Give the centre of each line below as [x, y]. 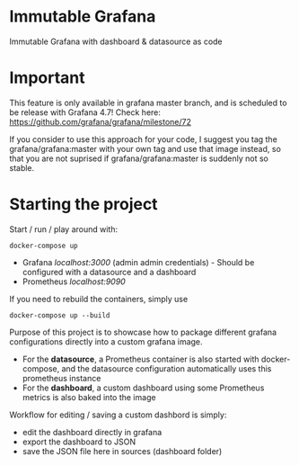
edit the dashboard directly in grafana [92, 432]
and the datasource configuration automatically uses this [167, 368]
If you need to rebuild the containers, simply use [99, 299]
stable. [22, 167]
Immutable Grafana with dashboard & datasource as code [116, 41]
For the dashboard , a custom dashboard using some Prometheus [143, 388]
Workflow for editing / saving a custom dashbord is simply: [118, 415]
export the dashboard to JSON [79, 442]
